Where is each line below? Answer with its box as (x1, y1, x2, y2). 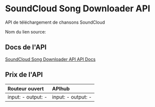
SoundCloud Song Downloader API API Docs (5, 56, 96, 62)
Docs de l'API (5, 43, 47, 52)
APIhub (52, 85, 70, 92)
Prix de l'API (5, 71, 43, 79)
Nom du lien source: (5, 29, 46, 35)
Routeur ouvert (7, 85, 44, 92)
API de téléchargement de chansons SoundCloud (5, 19, 105, 25)
